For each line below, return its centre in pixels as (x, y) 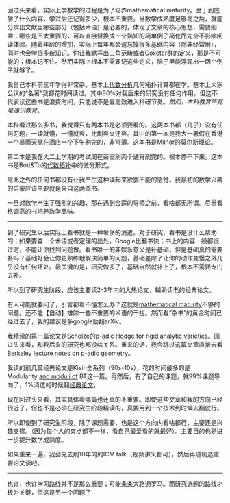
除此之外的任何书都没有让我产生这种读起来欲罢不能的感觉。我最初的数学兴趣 (115, 180)
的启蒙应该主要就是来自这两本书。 (55, 188)
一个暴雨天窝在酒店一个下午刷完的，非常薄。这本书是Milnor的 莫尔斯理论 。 (112, 142)
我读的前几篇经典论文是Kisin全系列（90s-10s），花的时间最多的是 (99, 368)
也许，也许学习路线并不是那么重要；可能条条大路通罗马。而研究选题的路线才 (115, 484)
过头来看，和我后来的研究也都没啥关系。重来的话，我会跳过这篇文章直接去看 (115, 344)
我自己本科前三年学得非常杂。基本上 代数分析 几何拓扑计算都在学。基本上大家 (115, 85)
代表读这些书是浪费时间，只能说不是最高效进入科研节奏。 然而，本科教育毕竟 (115, 102)
